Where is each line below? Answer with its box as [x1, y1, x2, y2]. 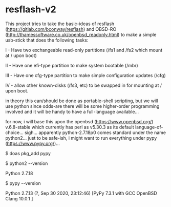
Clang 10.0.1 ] [5, 195, 33, 201]
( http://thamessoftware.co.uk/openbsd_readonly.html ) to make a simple [5, 31, 157, 37]
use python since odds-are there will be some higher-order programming [5, 103, 160, 109]
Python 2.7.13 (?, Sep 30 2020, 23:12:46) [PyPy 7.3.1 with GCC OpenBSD [5, 190, 157, 196]
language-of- [135, 124, 163, 130]
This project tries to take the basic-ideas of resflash [5, 21, 115, 27]
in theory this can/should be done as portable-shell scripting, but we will [5, 98, 158, 104]
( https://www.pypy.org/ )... [5, 140, 60, 146]
